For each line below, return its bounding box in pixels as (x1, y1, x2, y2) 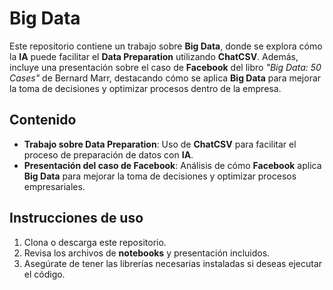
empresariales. (23, 180, 86, 192)
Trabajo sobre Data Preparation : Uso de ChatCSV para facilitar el (23, 138, 297, 150)
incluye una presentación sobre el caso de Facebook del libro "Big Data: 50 (9, 61, 322, 73)
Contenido (9, 112, 77, 129)
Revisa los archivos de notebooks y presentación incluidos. (23, 247, 271, 259)
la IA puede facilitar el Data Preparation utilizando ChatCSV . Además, (9, 50, 299, 62)
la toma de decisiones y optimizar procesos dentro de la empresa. (9, 82, 282, 94)
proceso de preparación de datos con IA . (23, 148, 194, 161)
